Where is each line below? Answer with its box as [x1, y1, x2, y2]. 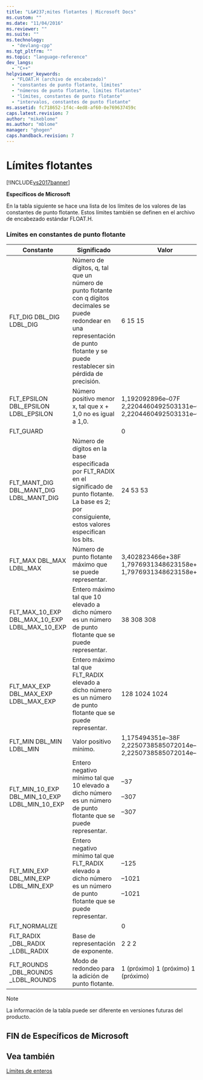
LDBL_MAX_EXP [9, 697, 56, 706]
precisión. [72, 377, 101, 386]
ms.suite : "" [6, 31, 39, 38]
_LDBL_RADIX [9, 947, 49, 955]
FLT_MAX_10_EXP [9, 608, 62, 616]
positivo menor [72, 395, 115, 403]
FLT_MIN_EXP [9, 867, 49, 875]
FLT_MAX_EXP [9, 682, 51, 691]
